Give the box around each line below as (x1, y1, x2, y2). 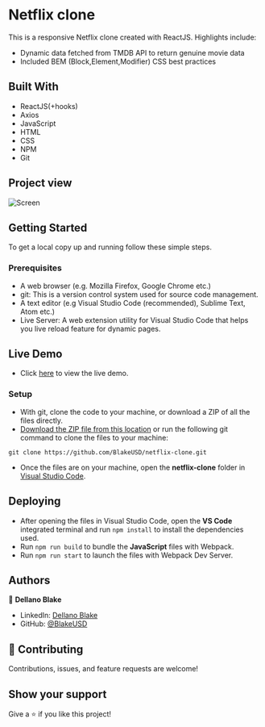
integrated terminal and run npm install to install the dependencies (19, 524, 244, 534)
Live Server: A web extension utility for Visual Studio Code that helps (19, 315, 249, 324)
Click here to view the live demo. (19, 369, 129, 378)
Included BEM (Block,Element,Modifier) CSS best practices (19, 56, 216, 66)
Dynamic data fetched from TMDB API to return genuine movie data (19, 48, 245, 57)
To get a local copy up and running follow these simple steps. (8, 242, 212, 252)
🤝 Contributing (8, 642, 84, 656)
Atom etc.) (19, 307, 55, 316)
